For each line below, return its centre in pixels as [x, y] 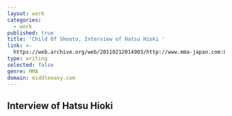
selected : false [30, 65]
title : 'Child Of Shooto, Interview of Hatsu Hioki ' [86, 39]
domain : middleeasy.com [41, 78]
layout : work [26, 13]
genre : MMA [23, 71]
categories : [24, 20]
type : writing [28, 59]
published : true [30, 33]
